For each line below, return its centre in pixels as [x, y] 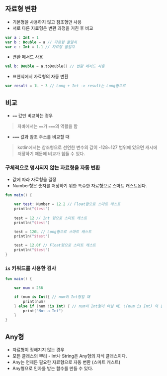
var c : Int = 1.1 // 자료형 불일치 [40, 47]
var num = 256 [29, 288]
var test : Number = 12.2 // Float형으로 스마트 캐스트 [67, 204]
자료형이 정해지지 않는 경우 [38, 350]
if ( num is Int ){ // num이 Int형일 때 [52, 297]
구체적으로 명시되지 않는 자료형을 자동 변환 [53, 167]
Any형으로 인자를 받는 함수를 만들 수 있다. [53, 369]
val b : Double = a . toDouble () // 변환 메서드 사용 [55, 66]
